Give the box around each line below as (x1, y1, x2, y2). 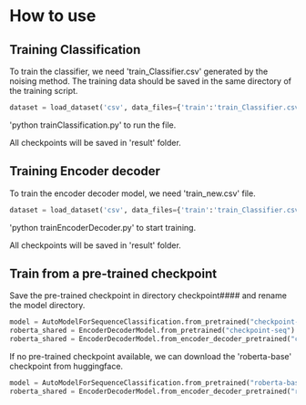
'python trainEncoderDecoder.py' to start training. (9, 222, 197, 233)
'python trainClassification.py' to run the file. (9, 119, 177, 130)
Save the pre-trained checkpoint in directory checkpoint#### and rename (9, 290, 287, 301)
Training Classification (9, 42, 141, 57)
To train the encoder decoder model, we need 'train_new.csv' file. (9, 188, 257, 199)
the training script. (9, 86, 78, 96)
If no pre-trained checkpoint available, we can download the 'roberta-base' (9, 351, 292, 361)
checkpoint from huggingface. (9, 361, 124, 371)
